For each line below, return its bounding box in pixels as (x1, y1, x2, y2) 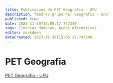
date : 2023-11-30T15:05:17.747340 (5, 21, 77, 26)
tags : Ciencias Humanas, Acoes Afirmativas (5, 26, 97, 31)
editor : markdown (5, 30, 41, 35)
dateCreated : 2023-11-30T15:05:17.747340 (5, 35, 93, 40)
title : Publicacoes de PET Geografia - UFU (5, 7, 97, 12)
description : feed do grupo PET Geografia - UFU (5, 12, 108, 17)
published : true (5, 16, 39, 21)
